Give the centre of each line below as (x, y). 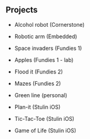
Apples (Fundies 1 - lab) (44, 59)
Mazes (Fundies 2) (37, 83)
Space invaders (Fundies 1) (48, 48)
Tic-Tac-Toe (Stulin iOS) (44, 118)
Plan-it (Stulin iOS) (37, 107)
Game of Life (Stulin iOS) (45, 131)
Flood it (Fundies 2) (39, 72)
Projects (22, 10)
